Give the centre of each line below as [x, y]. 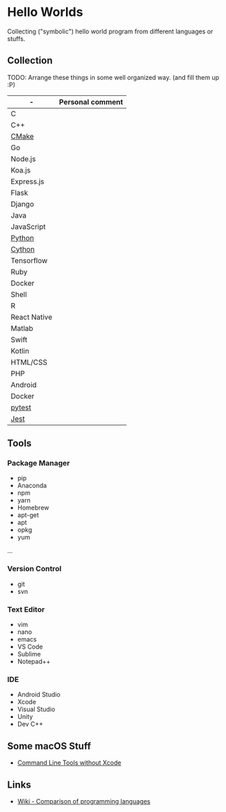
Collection [30, 61]
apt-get [28, 515]
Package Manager [39, 463]
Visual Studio [36, 709]
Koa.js [21, 170]
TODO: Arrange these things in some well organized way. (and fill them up [113, 77]
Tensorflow [29, 260]
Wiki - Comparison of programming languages [84, 801]
